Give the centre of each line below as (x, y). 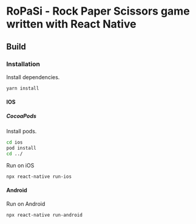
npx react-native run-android (45, 215)
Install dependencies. (33, 77)
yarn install (23, 88)
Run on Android (26, 204)
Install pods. (22, 131)
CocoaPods (21, 116)
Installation (23, 64)
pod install (21, 148)
